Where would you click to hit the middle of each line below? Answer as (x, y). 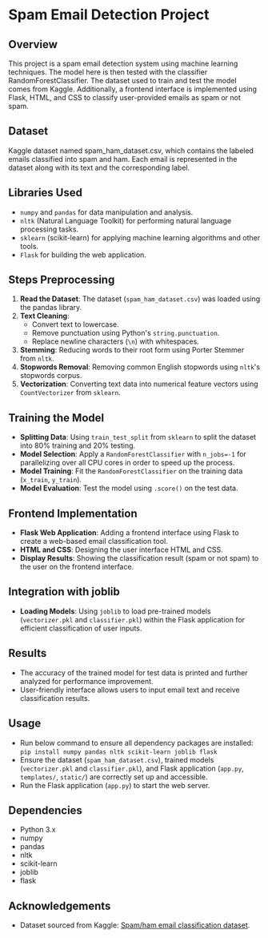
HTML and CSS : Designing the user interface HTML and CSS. (122, 550)
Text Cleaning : (44, 316)
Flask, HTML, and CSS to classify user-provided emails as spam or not (125, 97)
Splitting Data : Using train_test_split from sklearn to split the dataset (138, 437)
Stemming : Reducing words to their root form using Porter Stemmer (132, 350)
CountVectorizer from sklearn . (70, 393)
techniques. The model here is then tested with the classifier (108, 72)
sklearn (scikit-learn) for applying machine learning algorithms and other (140, 237)
